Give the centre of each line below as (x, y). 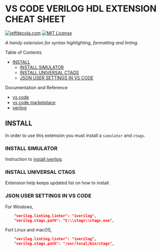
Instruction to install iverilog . (34, 159)
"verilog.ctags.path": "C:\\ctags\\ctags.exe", (64, 220)
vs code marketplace (34, 102)
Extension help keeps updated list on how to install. (58, 183)
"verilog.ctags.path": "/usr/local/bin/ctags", (64, 244)
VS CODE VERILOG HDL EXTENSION (81, 9)
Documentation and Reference (37, 87)
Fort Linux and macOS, (29, 230)
